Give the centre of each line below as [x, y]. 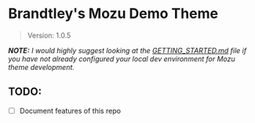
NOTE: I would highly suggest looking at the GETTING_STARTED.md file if [127, 50]
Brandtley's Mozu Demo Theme [113, 14]
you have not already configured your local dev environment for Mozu [122, 59]
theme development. [41, 67]
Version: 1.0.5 [49, 35]
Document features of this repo [70, 110]
